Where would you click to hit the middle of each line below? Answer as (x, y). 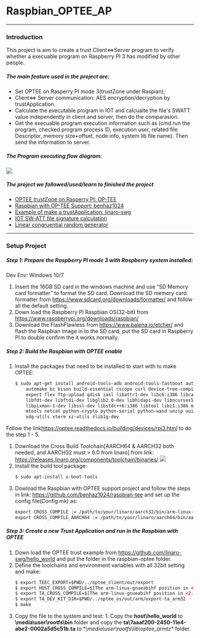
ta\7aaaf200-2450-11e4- (154, 622)
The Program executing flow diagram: (54, 156)
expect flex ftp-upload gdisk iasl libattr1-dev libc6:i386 (102, 395)
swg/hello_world (35, 559)
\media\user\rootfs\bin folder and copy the (68, 622)
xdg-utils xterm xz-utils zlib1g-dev (72, 417)
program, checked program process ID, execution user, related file (96, 130)
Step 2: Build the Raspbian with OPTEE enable (64, 351)
